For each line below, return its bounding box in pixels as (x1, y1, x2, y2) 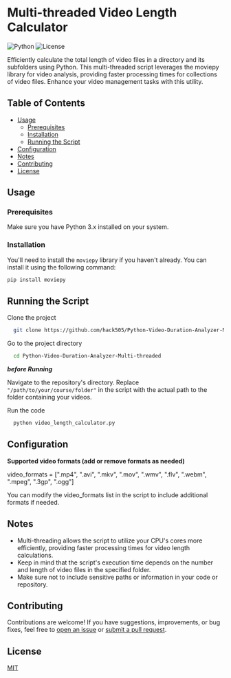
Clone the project (7, 314, 56, 322)
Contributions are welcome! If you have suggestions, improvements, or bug (7, 618, 221, 626)
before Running (7, 365, 53, 373)
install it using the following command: (7, 263, 116, 271)
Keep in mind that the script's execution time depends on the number (16, 558, 214, 567)
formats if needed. (7, 498, 60, 506)
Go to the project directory (7, 339, 82, 348)
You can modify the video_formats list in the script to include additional (7, 490, 208, 499)
